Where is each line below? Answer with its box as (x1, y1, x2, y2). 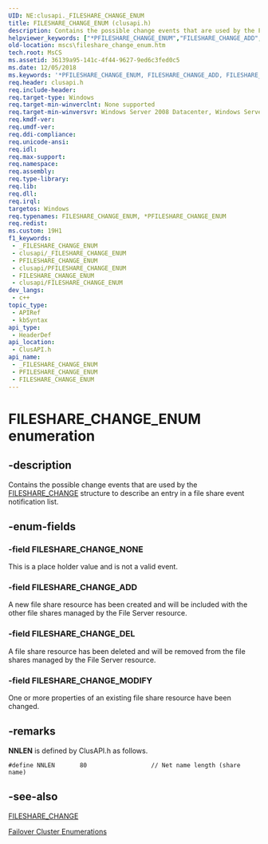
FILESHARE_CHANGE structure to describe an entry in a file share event (8, 488, 245, 497)
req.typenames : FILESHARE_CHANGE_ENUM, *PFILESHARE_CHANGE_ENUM (8, 212, 227, 220)
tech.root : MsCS (8, 49, 62, 57)
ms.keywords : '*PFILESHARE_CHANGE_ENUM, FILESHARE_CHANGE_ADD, (8, 71, 223, 79)
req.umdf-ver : (8, 123, 56, 131)
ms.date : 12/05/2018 (8, 64, 77, 72)
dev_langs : (8, 287, 45, 295)
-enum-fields (8, 520, 76, 533)
